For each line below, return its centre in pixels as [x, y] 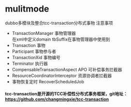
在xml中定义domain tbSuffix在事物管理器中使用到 [61, 39]
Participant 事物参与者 [34, 51]
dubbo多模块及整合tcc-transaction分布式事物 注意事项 [59, 23]
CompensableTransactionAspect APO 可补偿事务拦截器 [67, 69]
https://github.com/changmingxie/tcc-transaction [57, 99]
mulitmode [27, 9]
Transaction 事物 [29, 45]
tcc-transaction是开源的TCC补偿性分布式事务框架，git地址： [66, 93]
